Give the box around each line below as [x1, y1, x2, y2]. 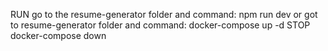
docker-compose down [10, 30, 107, 41]
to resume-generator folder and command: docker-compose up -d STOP [10, 19, 311, 31]
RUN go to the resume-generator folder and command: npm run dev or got [10, 9, 318, 20]
